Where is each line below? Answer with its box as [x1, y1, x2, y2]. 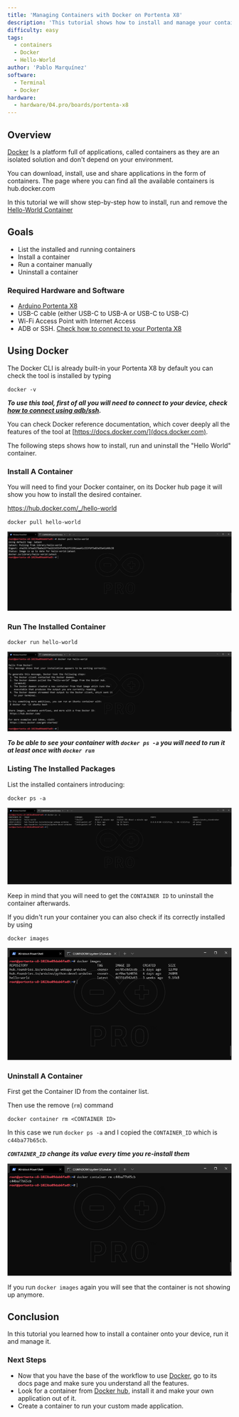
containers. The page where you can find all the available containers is [7, 177, 215, 185]
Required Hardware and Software [7, 285, 125, 295]
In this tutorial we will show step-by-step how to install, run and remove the [7, 198, 228, 206]
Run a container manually [17, 260, 92, 268]
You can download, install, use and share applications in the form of [7, 169, 206, 177]
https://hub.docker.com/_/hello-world [7, 504, 117, 512]
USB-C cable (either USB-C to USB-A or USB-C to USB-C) [17, 310, 189, 318]
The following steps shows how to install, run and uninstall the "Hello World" [7, 441, 231, 450]
